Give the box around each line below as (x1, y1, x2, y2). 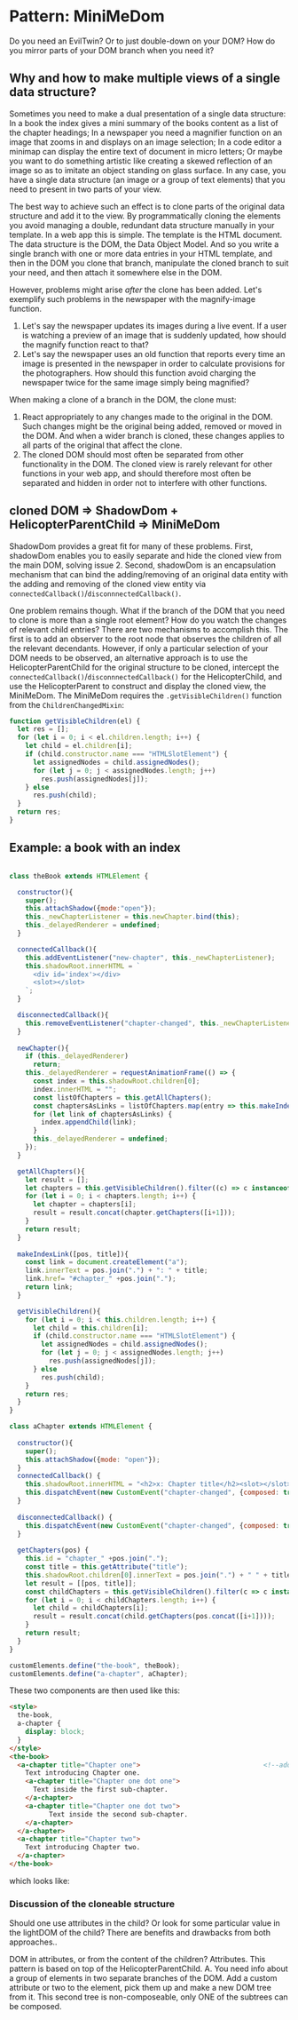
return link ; (25, 1283, 74, 1292)
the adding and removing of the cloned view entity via (9, 578, 207, 589)
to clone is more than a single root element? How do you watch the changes (9, 615, 287, 625)
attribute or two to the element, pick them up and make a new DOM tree (9, 1983, 272, 1993)
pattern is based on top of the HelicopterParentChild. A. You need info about (9, 1963, 288, 1974)
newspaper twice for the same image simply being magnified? (21, 377, 250, 387)
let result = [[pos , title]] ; (25, 1579, 137, 1587)
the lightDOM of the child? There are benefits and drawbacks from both (9, 1928, 271, 1938)
